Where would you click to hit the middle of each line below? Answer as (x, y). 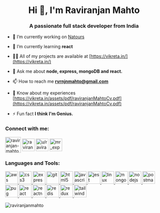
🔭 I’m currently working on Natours (48, 37)
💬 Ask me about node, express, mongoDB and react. (67, 71)
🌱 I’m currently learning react (43, 47)
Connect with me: (27, 129)
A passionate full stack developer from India (84, 26)
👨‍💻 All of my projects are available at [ (51, 56)
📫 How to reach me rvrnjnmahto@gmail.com (60, 81)
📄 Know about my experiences (44, 93)
